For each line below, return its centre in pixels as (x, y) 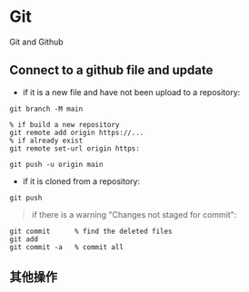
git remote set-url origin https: (75, 148)
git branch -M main (46, 109)
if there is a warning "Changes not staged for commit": (134, 214)
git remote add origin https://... (77, 132)
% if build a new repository (65, 124)
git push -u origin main (56, 164)
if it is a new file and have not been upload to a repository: (131, 92)
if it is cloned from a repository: (81, 181)
